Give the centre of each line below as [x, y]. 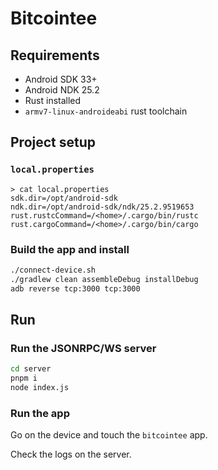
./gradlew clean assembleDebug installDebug [104, 279]
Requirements [55, 55]
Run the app [40, 413]
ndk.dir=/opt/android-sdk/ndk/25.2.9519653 [102, 207]
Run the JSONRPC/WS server [83, 348]
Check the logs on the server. [71, 454]
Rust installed [53, 100]
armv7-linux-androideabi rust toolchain [106, 111]
